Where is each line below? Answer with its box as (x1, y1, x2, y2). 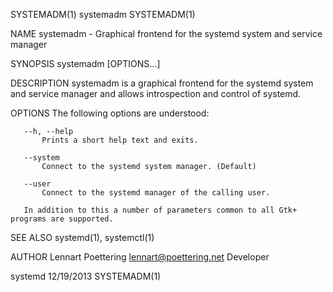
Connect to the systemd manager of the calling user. (41, 188, 271, 198)
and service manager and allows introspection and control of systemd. (10, 88, 302, 99)
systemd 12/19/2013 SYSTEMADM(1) (10, 270, 162, 282)
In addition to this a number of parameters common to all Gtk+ (23, 205, 298, 215)
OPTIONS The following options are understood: (10, 107, 210, 119)
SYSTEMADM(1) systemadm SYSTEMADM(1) (10, 9, 196, 20)
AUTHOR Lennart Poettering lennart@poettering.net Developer (10, 251, 270, 263)
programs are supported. (10, 214, 114, 224)
